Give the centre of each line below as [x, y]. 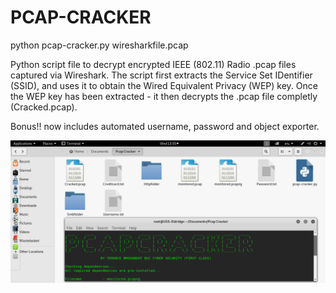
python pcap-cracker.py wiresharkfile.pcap [99, 45]
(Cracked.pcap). [44, 107]
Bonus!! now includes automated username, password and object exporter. [165, 126]
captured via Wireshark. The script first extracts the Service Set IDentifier [161, 75]
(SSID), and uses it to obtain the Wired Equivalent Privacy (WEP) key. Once [164, 85]
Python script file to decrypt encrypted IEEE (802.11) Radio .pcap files [153, 64]
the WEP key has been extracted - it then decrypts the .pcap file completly [164, 96]
